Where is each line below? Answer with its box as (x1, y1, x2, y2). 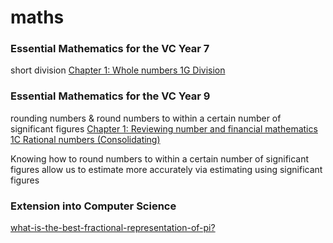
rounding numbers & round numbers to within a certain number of (10, 112, 282, 124)
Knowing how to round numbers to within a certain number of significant (10, 152, 310, 165)
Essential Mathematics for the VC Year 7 (10, 42, 210, 56)
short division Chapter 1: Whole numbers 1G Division (10, 64, 226, 76)
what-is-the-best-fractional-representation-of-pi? (10, 222, 216, 234)
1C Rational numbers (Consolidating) (10, 133, 161, 145)
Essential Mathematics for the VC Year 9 (10, 89, 211, 103)
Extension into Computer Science (10, 199, 177, 213)
